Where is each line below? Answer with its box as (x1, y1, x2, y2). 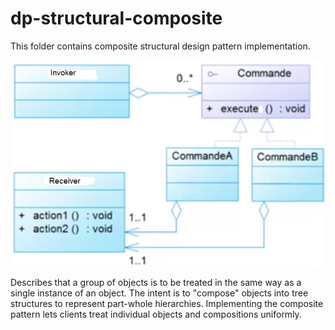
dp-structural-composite (10, 7, 223, 30)
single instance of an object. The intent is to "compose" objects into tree (10, 287, 309, 299)
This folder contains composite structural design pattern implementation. (10, 40, 311, 52)
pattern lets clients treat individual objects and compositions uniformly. (10, 308, 302, 321)
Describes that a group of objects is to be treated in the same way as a (10, 277, 302, 289)
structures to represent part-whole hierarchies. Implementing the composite (10, 298, 324, 310)
